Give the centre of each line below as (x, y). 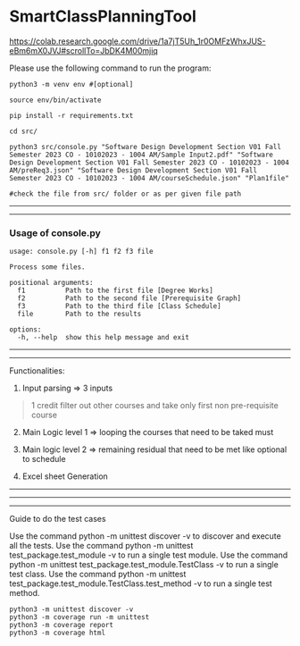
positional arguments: (51, 283)
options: (25, 330)
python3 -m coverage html (57, 633)
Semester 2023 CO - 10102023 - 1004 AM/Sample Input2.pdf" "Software (142, 155)
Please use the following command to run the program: (110, 68)
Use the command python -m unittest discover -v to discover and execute (145, 536)
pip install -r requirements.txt (71, 115)
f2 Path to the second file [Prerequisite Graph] (129, 298)
